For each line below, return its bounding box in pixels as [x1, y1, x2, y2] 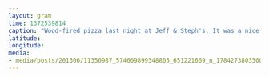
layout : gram [8, 11, 52, 20]
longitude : [8, 42, 45, 50]
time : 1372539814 [8, 19, 66, 27]
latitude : [8, 34, 42, 43]
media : [8, 49, 30, 57]
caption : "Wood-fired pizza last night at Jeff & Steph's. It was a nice [8, 26, 260, 34]
